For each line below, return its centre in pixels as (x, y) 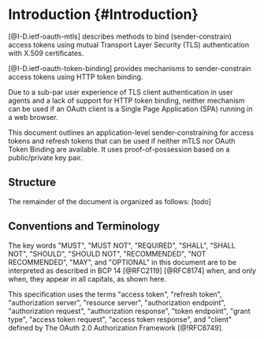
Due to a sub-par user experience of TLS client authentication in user (121, 92)
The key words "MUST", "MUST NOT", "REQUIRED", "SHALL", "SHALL (122, 245)
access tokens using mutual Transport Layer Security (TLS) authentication (129, 44)
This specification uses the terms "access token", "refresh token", (115, 294)
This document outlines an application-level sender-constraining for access (131, 133)
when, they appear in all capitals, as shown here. (87, 278)
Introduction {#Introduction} (103, 15)
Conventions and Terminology (84, 226)
